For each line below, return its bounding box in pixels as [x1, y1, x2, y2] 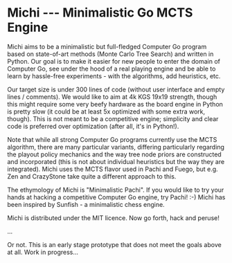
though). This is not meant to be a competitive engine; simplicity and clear [7, 114, 219, 123]
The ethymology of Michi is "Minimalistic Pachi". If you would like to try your [7, 185, 224, 194]
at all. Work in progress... [7, 248, 78, 256]
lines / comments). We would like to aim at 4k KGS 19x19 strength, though [7, 92, 217, 101]
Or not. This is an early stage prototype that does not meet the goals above [7, 240, 222, 248]
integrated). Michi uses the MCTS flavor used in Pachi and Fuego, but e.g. [7, 165, 218, 173]
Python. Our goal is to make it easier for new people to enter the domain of [7, 57, 220, 65]
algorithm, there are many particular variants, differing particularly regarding [7, 143, 225, 151]
